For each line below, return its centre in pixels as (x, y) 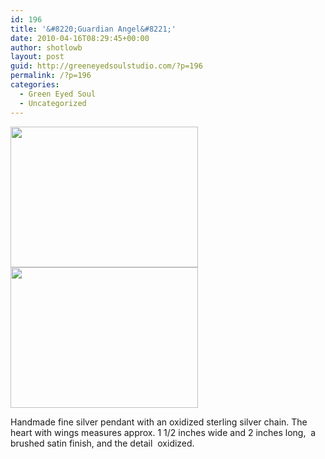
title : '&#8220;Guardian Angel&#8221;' (93, 29)
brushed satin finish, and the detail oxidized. (102, 443)
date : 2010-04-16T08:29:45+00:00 (80, 38)
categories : (35, 85)
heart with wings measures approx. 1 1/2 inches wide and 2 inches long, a (163, 432)
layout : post (37, 57)
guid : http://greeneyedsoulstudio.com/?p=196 (106, 66)
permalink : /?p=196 (51, 76)
